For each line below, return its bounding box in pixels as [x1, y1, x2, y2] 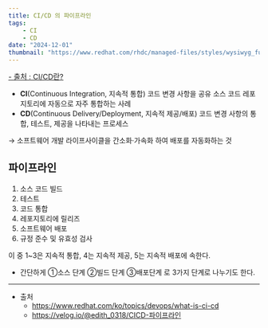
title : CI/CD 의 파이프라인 [8, 11, 92, 20]
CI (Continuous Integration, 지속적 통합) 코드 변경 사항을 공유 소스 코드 [19, 89, 242, 98]
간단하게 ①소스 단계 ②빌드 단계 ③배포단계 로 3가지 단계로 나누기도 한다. [19, 267, 255, 277]
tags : [8, 19, 26, 27]
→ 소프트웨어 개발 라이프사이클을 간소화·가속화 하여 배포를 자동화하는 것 [8, 136, 233, 145]
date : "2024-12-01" [8, 41, 73, 49]
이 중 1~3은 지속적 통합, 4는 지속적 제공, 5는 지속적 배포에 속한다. [8, 250, 211, 260]
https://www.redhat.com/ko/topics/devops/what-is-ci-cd [31, 300, 219, 310]
